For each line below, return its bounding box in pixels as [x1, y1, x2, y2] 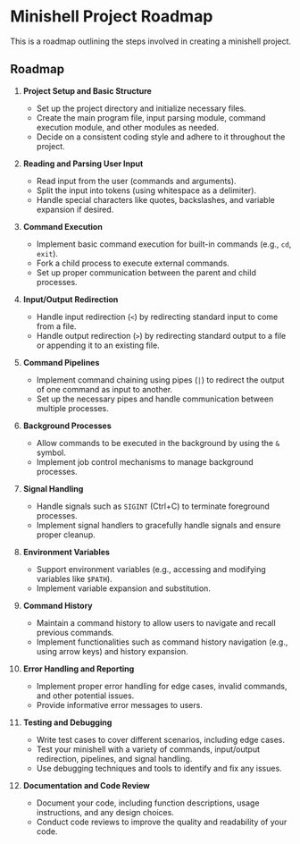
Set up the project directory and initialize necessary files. [36, 103, 246, 114]
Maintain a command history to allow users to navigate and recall [36, 617, 276, 628]
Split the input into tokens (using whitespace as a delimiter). [36, 185, 257, 196]
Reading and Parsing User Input [22, 158, 144, 169]
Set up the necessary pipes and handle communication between [36, 393, 274, 404]
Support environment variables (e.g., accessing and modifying [36, 563, 266, 574]
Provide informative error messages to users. [36, 699, 204, 710]
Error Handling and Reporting [22, 663, 135, 674]
